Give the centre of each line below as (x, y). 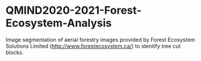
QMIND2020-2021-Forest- (74, 10)
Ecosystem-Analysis (59, 23)
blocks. (15, 52)
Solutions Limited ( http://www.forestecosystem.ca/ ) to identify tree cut (93, 46)
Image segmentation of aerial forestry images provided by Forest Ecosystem (100, 39)
